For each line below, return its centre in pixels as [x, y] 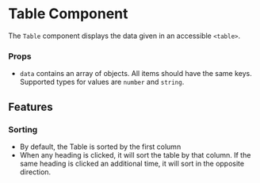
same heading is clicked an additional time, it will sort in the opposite [132, 163]
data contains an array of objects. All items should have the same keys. [136, 74]
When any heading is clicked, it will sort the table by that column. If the [135, 154]
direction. [35, 172]
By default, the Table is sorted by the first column [100, 147]
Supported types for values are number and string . [102, 82]
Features [31, 107]
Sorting [23, 129]
